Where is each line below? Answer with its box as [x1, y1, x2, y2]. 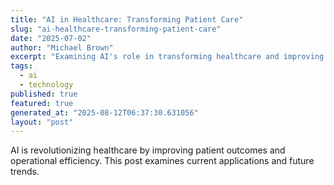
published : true [10, 89, 78, 99]
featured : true [10, 98, 74, 108]
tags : [10, 61, 33, 71]
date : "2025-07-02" [10, 33, 92, 43]
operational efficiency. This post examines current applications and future [10, 155, 315, 167]
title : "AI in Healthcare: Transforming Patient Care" [10, 14, 244, 25]
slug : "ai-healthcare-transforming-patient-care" [10, 24, 222, 34]
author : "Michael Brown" [10, 42, 114, 53]
